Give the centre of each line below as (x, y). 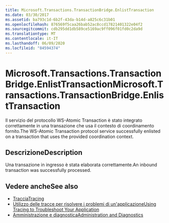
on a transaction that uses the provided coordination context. (69, 137)
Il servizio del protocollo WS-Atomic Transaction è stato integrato (74, 120)
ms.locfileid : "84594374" (33, 48)
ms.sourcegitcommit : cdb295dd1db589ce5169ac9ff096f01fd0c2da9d (74, 29)
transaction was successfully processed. (48, 170)
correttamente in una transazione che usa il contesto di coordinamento (80, 125)
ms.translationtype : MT (31, 34)
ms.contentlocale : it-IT (32, 39)
